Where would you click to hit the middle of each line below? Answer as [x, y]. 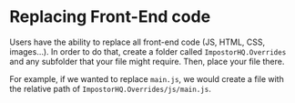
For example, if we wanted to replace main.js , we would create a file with [147, 78]
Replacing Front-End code [110, 17]
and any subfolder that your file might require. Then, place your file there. [147, 61]
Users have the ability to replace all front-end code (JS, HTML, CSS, [137, 42]
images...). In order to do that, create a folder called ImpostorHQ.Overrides [148, 51]
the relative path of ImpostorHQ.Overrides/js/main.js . [110, 88]
